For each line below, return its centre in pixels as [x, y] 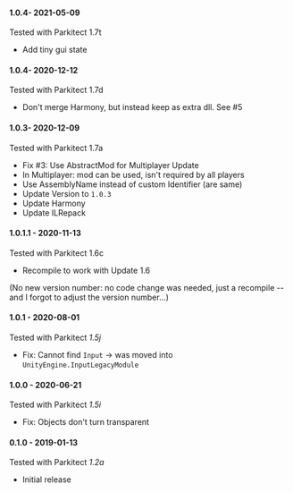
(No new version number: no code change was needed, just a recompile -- [146, 287]
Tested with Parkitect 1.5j [55, 338]
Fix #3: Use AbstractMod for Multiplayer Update [110, 165]
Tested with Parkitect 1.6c [57, 253]
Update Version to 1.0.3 [67, 193]
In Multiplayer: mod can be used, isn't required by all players [133, 174]
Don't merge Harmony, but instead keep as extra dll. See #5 [132, 107]
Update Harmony [54, 203]
